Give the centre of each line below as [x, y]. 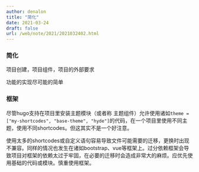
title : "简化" [23, 17]
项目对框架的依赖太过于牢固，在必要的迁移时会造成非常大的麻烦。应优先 [99, 155]
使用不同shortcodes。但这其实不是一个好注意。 [74, 128]
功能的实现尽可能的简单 [35, 82]
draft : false [22, 28]
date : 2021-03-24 [28, 23]
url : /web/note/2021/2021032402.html [53, 34]
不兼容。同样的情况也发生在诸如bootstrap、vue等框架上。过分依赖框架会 [95, 148]
